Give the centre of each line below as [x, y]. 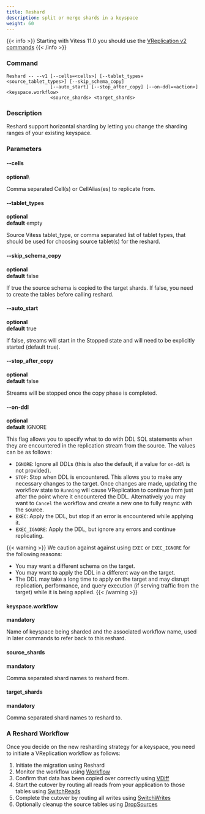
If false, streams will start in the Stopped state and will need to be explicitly [101, 340]
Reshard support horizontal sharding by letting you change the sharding [97, 126]
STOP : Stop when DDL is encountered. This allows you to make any [99, 477]
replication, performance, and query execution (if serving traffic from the [107, 586]
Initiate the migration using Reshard [60, 766]
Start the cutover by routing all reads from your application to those [100, 785]
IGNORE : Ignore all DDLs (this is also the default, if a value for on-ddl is [102, 464]
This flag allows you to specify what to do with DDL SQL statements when [99, 439]
